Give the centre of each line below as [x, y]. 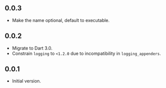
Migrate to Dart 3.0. [32, 48]
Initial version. [26, 81]
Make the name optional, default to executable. [61, 20]
